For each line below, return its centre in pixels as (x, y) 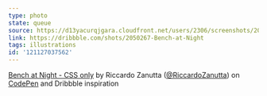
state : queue (30, 23)
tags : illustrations (43, 45)
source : (21, 30)
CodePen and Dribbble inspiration (64, 83)
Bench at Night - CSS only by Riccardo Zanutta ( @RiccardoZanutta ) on (124, 75)
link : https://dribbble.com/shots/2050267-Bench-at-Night (106, 38)
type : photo (28, 15)
